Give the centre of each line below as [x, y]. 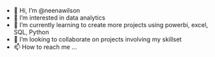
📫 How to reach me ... [45, 47]
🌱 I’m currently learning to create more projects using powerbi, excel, [111, 25]
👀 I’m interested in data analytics [59, 18]
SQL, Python [31, 32]
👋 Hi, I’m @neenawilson [47, 11]
